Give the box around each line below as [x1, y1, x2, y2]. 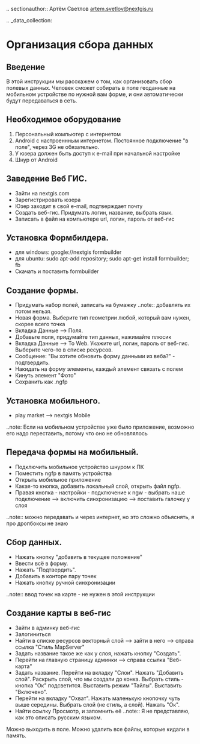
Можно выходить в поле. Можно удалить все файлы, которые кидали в [6, 725, 190, 733]
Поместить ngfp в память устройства [14, 470, 112, 477]
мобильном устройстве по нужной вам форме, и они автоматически [6, 90, 184, 98]
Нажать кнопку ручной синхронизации [14, 579, 116, 586]
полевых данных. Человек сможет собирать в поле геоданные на [6, 84, 176, 91]
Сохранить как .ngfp [14, 378, 68, 385]
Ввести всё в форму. [14, 560, 68, 567]
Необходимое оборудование [6, 115, 121, 125]
